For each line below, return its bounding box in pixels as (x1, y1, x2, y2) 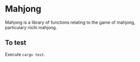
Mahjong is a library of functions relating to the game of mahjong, (5, 19, 136, 25)
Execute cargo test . (5, 51, 45, 57)
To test (5, 39, 27, 47)
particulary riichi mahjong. (5, 24, 57, 30)
